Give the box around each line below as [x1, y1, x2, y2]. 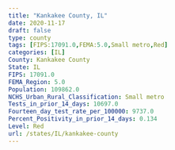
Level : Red [8, 122, 44, 130]
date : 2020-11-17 [8, 19, 66, 27]
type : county [8, 33, 51, 42]
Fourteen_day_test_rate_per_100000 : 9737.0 [8, 108, 154, 116]
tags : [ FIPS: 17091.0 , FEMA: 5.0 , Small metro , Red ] [8, 41, 169, 49]
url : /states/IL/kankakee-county [8, 129, 119, 137]
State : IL [8, 63, 41, 71]
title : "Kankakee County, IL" [8, 11, 108, 20]
